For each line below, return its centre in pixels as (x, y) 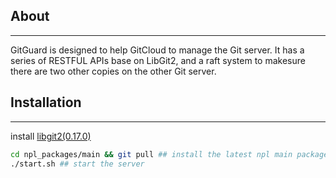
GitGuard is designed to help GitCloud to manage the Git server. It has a (157, 50)
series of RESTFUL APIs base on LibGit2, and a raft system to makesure (158, 60)
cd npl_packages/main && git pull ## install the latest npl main (151, 154)
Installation (46, 102)
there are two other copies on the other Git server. (113, 71)
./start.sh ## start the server (77, 164)
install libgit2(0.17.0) (51, 136)
